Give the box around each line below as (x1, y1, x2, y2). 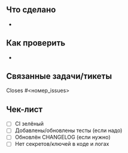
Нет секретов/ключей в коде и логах (14, 140, 109, 148)
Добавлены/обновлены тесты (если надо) (14, 127, 123, 134)
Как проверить (6, 38, 66, 48)
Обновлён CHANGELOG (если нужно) (14, 134, 111, 141)
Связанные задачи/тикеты (6, 71, 112, 81)
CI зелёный (14, 120, 44, 127)
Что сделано (6, 5, 56, 15)
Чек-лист (6, 104, 43, 114)
